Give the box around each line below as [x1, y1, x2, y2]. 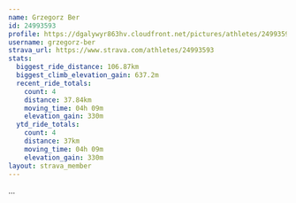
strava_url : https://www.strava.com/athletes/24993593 [8, 46, 215, 55]
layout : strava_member [8, 161, 92, 170]
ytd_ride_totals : [16, 121, 80, 129]
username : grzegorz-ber [8, 37, 96, 47]
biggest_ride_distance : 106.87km [16, 63, 140, 72]
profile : [8, 29, 41, 38]
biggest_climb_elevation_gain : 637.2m [16, 71, 160, 80]
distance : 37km [24, 137, 80, 145]
